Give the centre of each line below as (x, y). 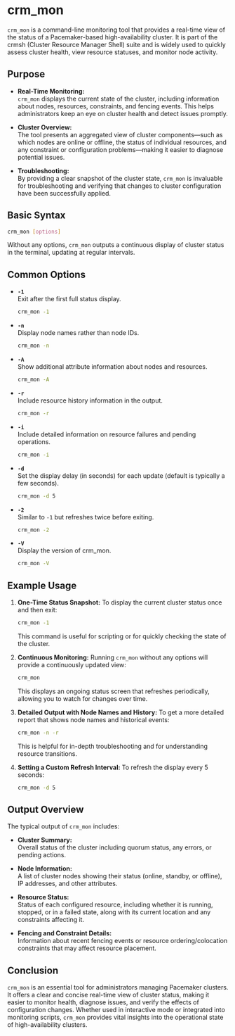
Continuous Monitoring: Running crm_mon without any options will (113, 657)
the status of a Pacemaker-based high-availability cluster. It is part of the (113, 37)
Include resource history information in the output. (90, 400)
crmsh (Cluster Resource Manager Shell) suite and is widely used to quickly (116, 44)
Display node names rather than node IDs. (78, 333)
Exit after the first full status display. (69, 299)
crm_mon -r (33, 413)
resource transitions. (47, 753)
